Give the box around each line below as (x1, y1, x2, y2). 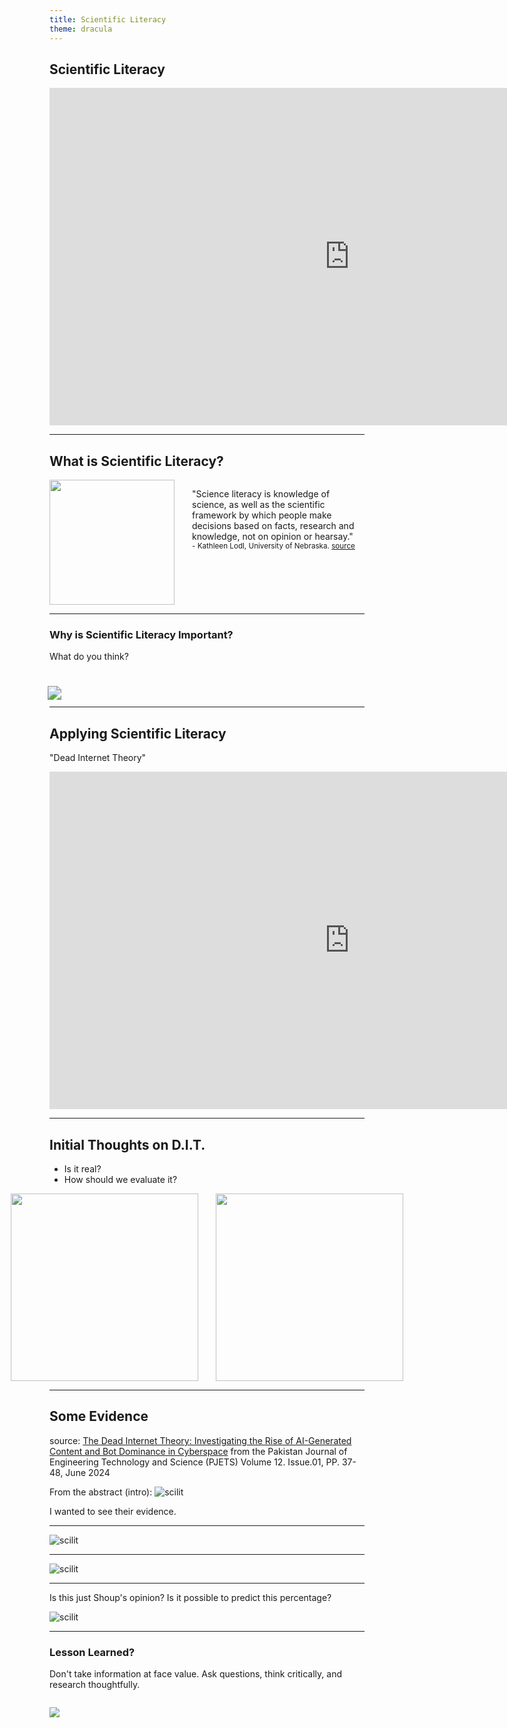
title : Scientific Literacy (49, 14, 167, 25)
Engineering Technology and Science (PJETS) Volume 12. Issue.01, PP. (49, 1456, 340, 1468)
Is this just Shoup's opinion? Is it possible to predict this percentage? (49, 1591, 332, 1603)
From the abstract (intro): (49, 1486, 153, 1498)
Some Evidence (49, 1408, 149, 1425)
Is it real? (63, 1163, 102, 1175)
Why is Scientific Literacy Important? (49, 628, 234, 642)
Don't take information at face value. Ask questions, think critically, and (49, 1668, 342, 1680)
